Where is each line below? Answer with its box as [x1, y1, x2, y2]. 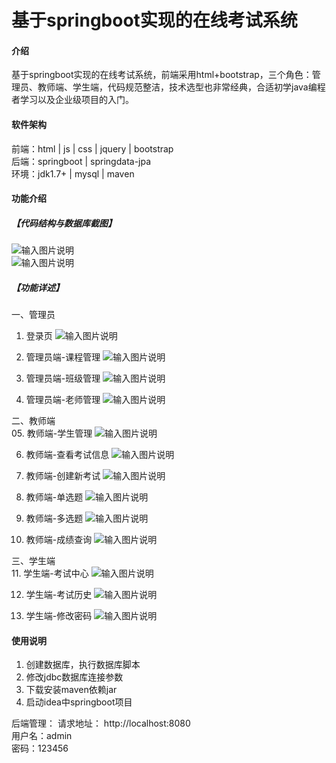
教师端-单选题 [25, 491, 84, 503]
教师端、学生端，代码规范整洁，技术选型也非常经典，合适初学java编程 [37, 81, 326, 93]
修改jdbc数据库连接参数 [25, 671, 124, 683]
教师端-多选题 [25, 512, 84, 525]
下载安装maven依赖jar [25, 684, 118, 696]
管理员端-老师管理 [25, 394, 101, 406]
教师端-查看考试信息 [25, 449, 110, 461]
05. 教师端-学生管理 [11, 427, 93, 440]
